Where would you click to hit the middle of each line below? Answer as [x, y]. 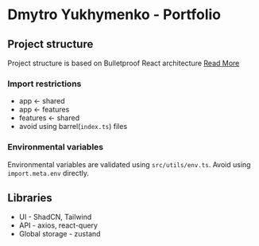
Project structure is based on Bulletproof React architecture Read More [124, 63]
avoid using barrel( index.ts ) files [73, 127]
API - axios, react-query [58, 225]
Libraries [30, 198]
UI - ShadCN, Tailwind [55, 217]
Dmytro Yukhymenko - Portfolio [114, 15]
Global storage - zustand [60, 234]
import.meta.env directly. [48, 173]
